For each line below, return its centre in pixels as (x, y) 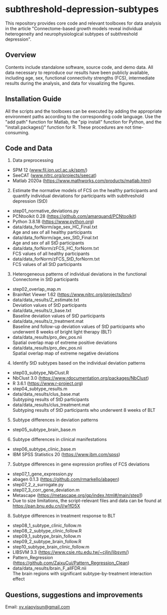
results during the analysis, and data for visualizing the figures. (70, 83)
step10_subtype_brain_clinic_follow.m (51, 547)
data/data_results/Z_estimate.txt (46, 300)
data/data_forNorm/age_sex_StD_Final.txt (55, 238)
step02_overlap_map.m (37, 289)
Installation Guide (33, 99)
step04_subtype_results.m (40, 389)
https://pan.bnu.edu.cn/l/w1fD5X (46, 506)
